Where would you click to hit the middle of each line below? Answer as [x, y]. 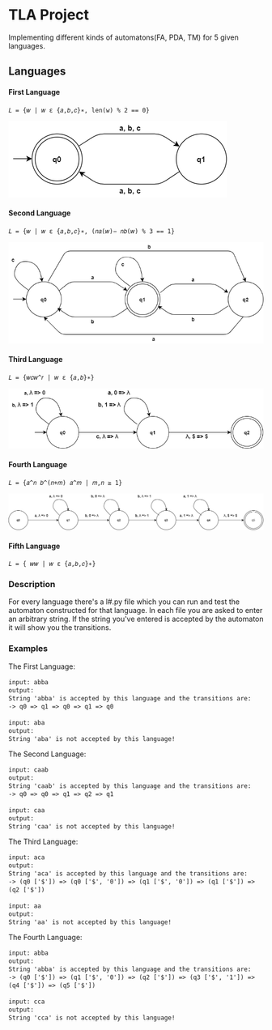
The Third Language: [43, 841]
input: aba [27, 722]
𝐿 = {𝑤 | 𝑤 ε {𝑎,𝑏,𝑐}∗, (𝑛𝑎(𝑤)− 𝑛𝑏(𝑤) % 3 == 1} [92, 231]
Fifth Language [34, 546]
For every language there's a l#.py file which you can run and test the [124, 602]
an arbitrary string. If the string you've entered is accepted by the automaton [136, 619]
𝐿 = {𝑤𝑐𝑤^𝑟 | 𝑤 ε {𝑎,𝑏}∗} [51, 377]
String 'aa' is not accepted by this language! [90, 922]
